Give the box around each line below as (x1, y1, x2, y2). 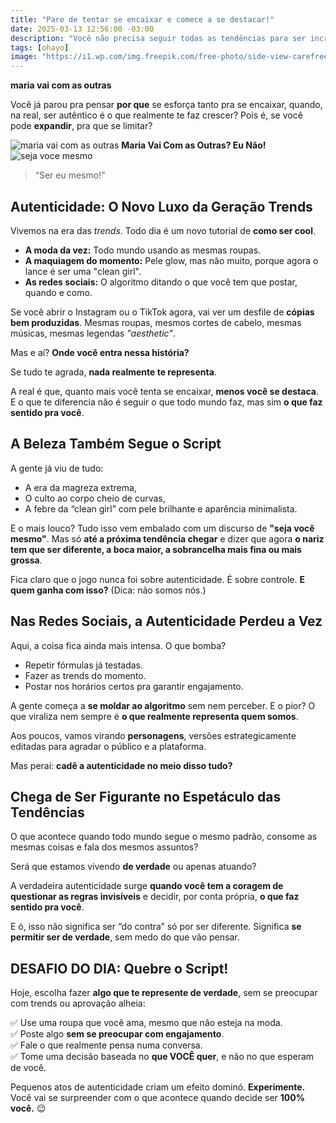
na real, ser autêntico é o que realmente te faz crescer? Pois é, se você (10, 109, 303, 121)
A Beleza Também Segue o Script (10, 436, 222, 453)
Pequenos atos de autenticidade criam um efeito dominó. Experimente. (10, 1081, 306, 1093)
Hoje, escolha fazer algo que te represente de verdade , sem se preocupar (10, 987, 318, 999)
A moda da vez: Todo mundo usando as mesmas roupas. (24, 244, 262, 256)
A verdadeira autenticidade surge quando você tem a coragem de (10, 880, 284, 892)
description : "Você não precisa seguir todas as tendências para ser (10, 33, 307, 43)
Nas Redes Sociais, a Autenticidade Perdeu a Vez (10, 613, 323, 630)
